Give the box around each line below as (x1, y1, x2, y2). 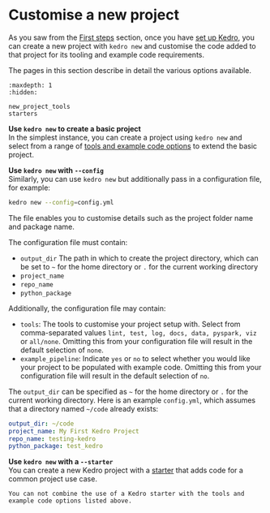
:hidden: (8, 88, 38, 97)
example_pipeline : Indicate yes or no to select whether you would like (19, 353, 251, 363)
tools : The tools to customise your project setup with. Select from (19, 319, 241, 329)
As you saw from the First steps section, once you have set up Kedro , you (8, 32, 255, 42)
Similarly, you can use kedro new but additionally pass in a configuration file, (8, 174, 262, 183)
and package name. (8, 222, 75, 231)
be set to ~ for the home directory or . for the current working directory (19, 261, 259, 271)
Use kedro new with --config (8, 165, 104, 175)
